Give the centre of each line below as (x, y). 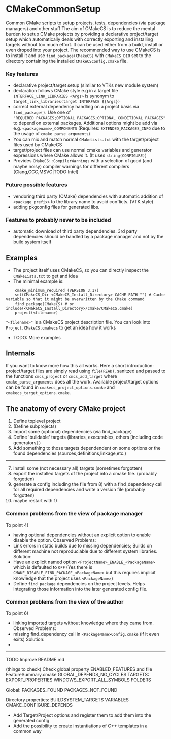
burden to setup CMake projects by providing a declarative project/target (82, 34)
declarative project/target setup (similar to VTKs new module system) (86, 85)
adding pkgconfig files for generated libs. (56, 207)
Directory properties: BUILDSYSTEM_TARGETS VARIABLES (67, 700)
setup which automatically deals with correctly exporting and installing (79, 39)
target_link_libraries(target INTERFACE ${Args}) (67, 102)
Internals (20, 354)
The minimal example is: (38, 281)
